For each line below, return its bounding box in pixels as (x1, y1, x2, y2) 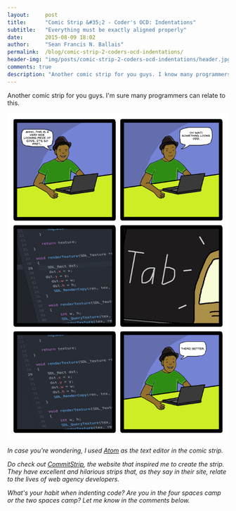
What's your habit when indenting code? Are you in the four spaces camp (7, 488, 221, 497)
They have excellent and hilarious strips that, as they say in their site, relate (7, 467, 227, 476)
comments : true (7, 63, 52, 70)
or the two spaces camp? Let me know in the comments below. (7, 496, 190, 505)
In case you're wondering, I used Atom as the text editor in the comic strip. (7, 446, 223, 455)
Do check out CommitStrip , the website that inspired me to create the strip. (7, 460, 225, 469)
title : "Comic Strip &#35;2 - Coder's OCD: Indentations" (7, 18, 197, 26)
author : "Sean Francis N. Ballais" (7, 41, 124, 49)
